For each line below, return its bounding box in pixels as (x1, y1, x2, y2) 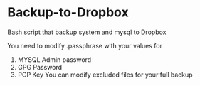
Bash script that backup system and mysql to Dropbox (7, 28, 167, 36)
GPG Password (17, 63, 63, 71)
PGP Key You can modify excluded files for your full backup (17, 70, 194, 79)
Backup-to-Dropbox (7, 4, 130, 21)
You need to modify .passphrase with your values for (7, 41, 162, 50)
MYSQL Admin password (17, 55, 92, 64)
